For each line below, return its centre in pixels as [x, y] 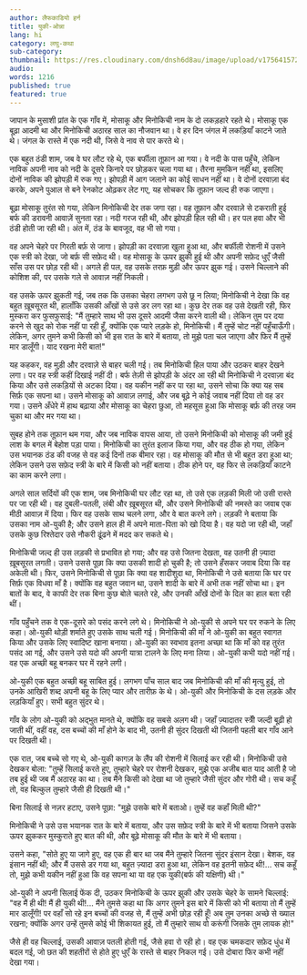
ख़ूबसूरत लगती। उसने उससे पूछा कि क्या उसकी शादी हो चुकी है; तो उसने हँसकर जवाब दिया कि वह [150, 563]
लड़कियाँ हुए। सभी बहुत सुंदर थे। [57, 701]
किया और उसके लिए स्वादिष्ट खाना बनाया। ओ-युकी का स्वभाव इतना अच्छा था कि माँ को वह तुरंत [147, 642]
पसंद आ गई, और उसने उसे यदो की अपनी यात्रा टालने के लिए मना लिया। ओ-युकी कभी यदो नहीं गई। [153, 653]
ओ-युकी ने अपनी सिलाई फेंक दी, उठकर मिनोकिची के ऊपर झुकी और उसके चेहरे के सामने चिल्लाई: [149, 892]
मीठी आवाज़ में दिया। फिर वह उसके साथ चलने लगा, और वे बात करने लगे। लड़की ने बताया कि [143, 513]
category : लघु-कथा [42, 43]
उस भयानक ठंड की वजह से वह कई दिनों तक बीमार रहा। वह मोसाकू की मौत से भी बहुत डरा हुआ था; [151, 454]
